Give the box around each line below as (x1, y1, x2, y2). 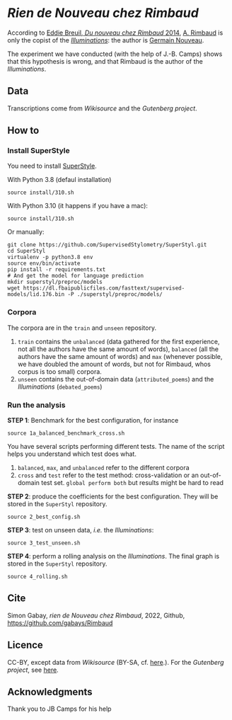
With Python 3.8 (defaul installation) (7, 176, 112, 184)
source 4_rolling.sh (7, 573, 69, 581)
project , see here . (7, 665, 59, 674)
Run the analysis (7, 400, 66, 410)
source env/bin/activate (7, 260, 81, 267)
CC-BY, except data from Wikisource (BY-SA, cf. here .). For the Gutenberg (7, 658, 224, 666)
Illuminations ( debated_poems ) (17, 382, 103, 391)
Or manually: (7, 228, 45, 236)
